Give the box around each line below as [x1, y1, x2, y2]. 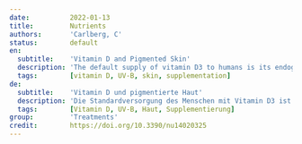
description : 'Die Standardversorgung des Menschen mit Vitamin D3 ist [17, 96, 292, 106]
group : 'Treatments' [9, 113, 119, 122]
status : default [9, 38, 99, 47]
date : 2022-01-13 [9, 13, 111, 22]
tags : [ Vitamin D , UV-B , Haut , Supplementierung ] [17, 105, 235, 114]
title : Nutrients [9, 21, 106, 30]
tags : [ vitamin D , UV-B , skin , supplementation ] [17, 72, 231, 80]
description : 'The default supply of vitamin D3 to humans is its [17, 64, 271, 72]
